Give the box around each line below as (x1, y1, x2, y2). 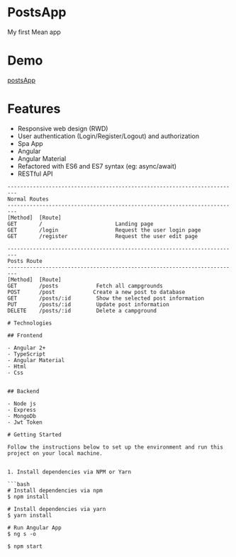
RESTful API (17, 169, 53, 178)
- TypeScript (7, 350, 46, 358)
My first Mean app (7, 28, 62, 36)
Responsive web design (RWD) (17, 124, 108, 133)
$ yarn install (7, 512, 52, 519)
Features (7, 101, 61, 117)
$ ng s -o (7, 530, 37, 537)
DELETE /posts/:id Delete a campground (7, 307, 157, 314)
